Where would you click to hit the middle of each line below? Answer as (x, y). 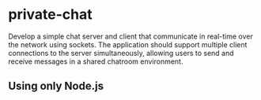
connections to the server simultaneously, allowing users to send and (121, 53)
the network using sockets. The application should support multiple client (128, 44)
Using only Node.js (56, 86)
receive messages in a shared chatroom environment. (96, 61)
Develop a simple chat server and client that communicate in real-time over (130, 36)
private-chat (50, 15)
